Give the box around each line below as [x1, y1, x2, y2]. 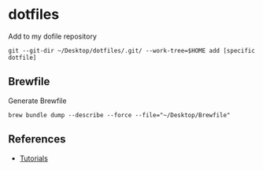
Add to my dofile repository [8, 31, 97, 41]
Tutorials [19, 153, 49, 163]
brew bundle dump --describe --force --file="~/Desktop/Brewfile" [8, 111, 231, 119]
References [8, 132, 66, 146]
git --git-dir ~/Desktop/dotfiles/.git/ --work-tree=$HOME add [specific [8, 46, 256, 54]
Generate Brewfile [8, 96, 67, 105]
